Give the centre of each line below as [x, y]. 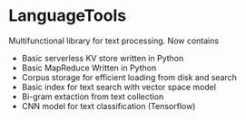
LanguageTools [68, 16]
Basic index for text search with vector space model [119, 87]
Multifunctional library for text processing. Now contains [114, 41]
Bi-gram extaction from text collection [93, 97]
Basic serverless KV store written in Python [103, 58]
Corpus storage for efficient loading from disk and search [129, 77]
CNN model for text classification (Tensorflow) [108, 106]
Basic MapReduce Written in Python [89, 68]
